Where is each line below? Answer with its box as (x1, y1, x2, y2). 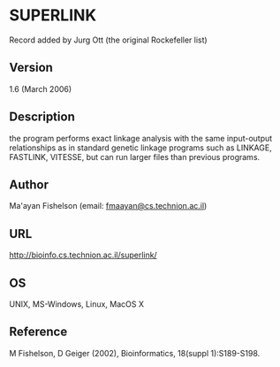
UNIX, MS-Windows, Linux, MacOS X (9, 299, 144, 310)
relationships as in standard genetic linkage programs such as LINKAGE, (9, 142, 272, 153)
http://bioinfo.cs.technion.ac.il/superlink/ (9, 249, 157, 261)
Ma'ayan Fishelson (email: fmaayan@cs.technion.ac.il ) (9, 201, 208, 211)
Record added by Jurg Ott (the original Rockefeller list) (9, 34, 208, 45)
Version (9, 60, 53, 75)
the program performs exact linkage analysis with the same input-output (9, 133, 273, 143)
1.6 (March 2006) (9, 83, 72, 94)
